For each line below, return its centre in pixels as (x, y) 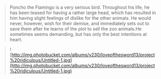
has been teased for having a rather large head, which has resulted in (83, 13)
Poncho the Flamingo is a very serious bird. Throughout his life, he (79, 7)
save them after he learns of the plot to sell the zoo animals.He (75, 29)
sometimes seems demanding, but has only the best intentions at (78, 34)
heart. (16, 39)
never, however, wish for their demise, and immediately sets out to (79, 23)
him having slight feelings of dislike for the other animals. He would (80, 18)
